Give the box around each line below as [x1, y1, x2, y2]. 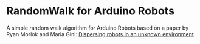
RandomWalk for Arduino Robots [6, 4, 175, 18]
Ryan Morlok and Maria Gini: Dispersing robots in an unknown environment [6, 30, 195, 37]
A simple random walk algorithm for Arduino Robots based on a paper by [6, 24, 189, 31]
